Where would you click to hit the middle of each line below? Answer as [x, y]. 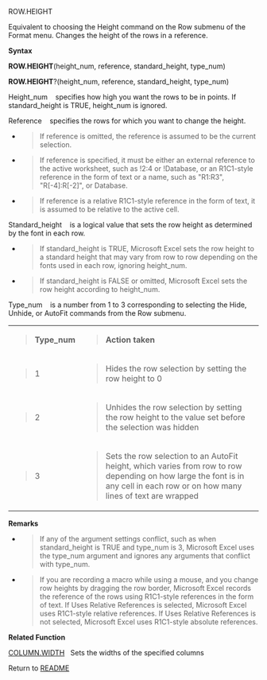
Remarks [23, 523]
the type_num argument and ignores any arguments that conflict [145, 556]
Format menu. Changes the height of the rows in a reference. [108, 35]
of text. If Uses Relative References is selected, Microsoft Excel [143, 605]
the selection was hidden [152, 427]
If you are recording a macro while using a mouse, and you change [149, 579]
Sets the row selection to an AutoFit [172, 456]
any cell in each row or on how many [174, 486]
